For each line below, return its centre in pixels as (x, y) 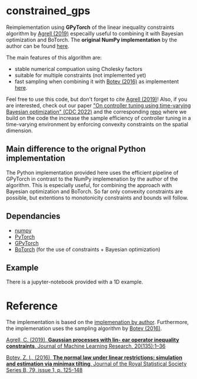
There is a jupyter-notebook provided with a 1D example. (75, 282)
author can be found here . (38, 46)
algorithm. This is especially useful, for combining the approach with (89, 185)
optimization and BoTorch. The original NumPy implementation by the (92, 40)
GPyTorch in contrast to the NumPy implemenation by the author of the (92, 179)
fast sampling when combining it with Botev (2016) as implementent (97, 81)
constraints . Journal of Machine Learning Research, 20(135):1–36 (86, 346)
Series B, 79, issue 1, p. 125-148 (44, 370)
